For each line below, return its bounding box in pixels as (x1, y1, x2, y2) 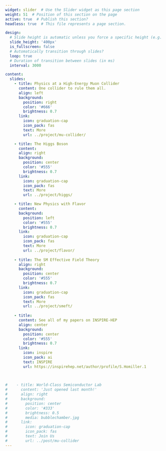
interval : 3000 (9, 63, 41, 68)
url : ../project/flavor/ (23, 248, 75, 253)
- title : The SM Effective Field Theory (14, 257, 99, 262)
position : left (23, 215, 55, 220)
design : (5, 30, 21, 35)
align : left (18, 90, 43, 95)
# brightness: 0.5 (5, 410, 59, 415)
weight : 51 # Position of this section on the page (5, 12, 117, 17)
